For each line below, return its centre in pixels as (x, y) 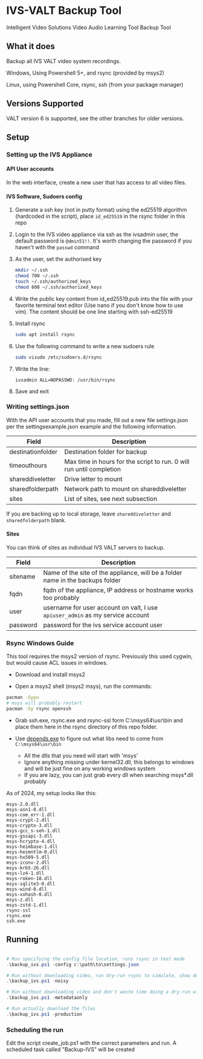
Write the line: (32, 369)
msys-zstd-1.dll (27, 905)
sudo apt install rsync (45, 334)
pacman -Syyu (23, 698)
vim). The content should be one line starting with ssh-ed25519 (94, 311)
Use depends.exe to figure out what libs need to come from (89, 738)
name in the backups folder (82, 580)
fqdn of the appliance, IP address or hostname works (118, 590)
